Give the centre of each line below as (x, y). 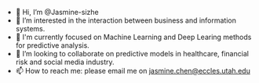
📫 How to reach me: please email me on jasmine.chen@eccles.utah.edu (133, 71)
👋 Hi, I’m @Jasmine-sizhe (57, 12)
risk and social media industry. (65, 62)
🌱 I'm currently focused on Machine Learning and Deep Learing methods (133, 37)
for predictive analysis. (53, 45)
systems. (30, 29)
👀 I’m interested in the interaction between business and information (126, 20)
